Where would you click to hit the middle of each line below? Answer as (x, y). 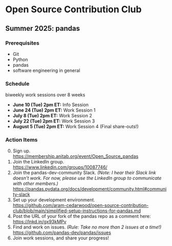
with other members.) (36, 183)
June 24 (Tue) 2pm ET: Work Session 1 (54, 110)
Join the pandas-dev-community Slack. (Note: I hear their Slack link (84, 173)
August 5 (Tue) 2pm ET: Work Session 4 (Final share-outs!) (76, 127)
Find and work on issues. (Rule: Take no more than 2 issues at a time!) (87, 227)
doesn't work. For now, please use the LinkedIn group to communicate (87, 178)
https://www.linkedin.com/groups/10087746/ (60, 167)
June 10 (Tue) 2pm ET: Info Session (50, 105)
